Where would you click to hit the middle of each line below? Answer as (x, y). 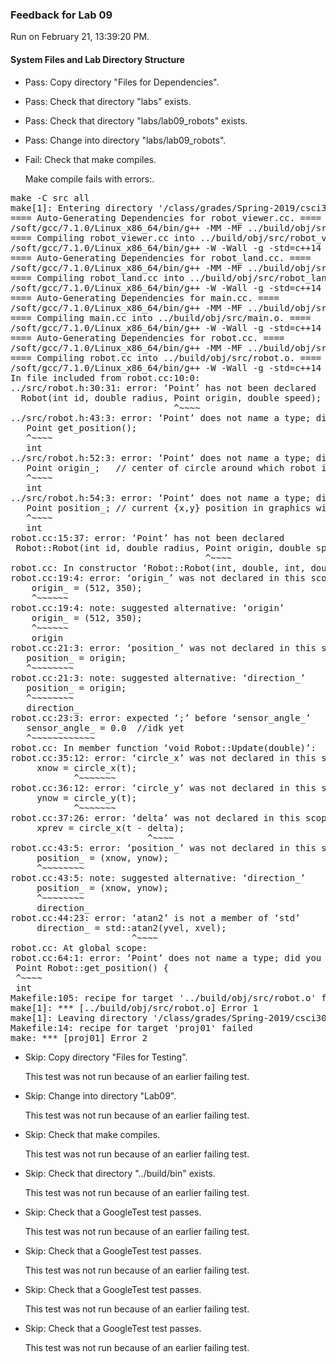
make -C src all (50, 197)
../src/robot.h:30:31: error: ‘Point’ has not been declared (163, 387)
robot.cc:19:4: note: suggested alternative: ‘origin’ (147, 607)
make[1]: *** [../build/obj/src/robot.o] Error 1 (134, 1007)
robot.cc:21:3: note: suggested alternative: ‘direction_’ (158, 677)
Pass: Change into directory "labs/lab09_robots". (125, 140)
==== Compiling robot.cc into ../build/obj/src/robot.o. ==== (166, 357)
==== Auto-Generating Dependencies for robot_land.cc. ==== (161, 257)
